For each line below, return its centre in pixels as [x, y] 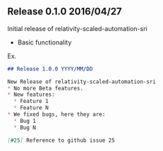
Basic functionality [44, 42]
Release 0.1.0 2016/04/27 [65, 12]
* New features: [31, 95]
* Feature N [31, 108]
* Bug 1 [25, 121]
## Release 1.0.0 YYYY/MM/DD [50, 69]
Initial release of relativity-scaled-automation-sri [77, 28]
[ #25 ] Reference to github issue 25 [61, 140]
